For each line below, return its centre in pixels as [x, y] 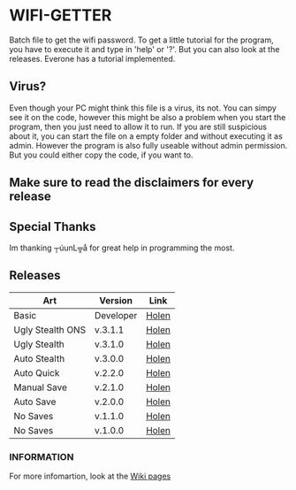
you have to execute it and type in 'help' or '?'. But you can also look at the [144, 49]
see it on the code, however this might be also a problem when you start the [148, 117]
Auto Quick [37, 372]
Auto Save [35, 402]
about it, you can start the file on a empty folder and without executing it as [146, 136]
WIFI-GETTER [61, 15]
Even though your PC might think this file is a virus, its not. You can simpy [143, 108]
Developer [116, 315]
